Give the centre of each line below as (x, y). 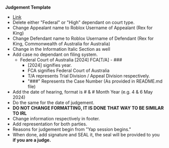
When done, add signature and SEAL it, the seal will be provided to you (86, 135)
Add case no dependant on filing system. (55, 54)
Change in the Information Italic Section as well (61, 49)
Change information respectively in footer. (56, 119)
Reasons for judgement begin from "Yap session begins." (72, 129)
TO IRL (19, 113)
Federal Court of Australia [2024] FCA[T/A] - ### (71, 60)
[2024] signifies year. (50, 65)
